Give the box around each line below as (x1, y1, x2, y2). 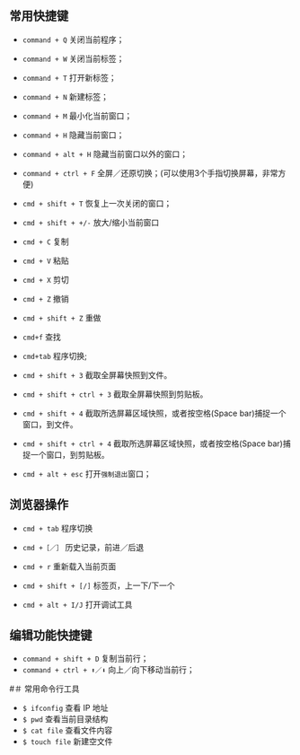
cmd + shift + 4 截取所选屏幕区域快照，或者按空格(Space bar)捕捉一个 (22, 408, 287, 418)
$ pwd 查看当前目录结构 (22, 714, 109, 724)
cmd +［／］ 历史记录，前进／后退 (22, 541, 145, 552)
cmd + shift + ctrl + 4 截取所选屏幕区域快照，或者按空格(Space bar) (22, 438, 283, 449)
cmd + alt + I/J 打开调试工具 (22, 599, 133, 610)
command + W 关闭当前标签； (22, 53, 125, 64)
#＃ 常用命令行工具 (9, 683, 80, 694)
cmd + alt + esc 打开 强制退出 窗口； (22, 468, 152, 478)
